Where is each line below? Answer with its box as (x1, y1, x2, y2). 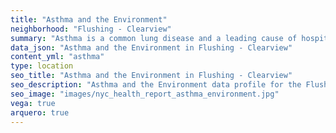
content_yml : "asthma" (10, 52, 105, 62)
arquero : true (10, 107, 70, 118)
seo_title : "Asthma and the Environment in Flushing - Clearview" (10, 71, 293, 81)
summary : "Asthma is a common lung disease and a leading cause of (10, 33, 298, 43)
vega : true (10, 98, 56, 108)
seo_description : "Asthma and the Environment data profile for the (10, 80, 302, 90)
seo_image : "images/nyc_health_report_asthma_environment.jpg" (10, 89, 280, 99)
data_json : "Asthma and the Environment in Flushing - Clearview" (10, 42, 293, 53)
